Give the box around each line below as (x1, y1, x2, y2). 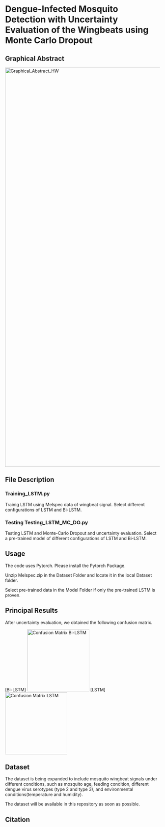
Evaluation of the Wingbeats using (5, 25, 149, 35)
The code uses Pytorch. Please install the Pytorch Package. (5, 563, 126, 569)
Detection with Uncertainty (5, 14, 118, 25)
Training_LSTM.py (5, 490, 50, 497)
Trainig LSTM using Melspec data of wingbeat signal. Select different (5, 501, 145, 507)
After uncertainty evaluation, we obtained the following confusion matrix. (5, 619, 153, 625)
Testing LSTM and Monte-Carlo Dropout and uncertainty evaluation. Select (5, 530, 157, 536)
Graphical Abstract (5, 54, 65, 62)
